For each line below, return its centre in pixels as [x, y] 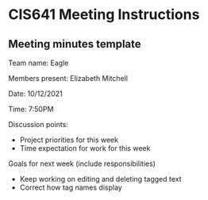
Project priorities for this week [69, 140]
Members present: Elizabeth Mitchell [68, 78]
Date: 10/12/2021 [35, 94]
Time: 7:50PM [31, 109]
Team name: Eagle [39, 63]
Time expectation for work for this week [85, 148]
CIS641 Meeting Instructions [104, 15]
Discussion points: [39, 124]
